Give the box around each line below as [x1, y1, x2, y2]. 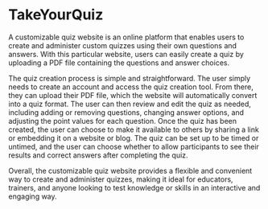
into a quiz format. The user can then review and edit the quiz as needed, [8, 99, 252, 109]
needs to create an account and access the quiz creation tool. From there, [8, 82, 254, 92]
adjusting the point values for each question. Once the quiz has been [8, 116, 237, 125]
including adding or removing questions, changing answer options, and [8, 107, 244, 117]
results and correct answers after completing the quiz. [8, 150, 188, 160]
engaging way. [8, 191, 58, 201]
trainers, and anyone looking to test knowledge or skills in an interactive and [8, 182, 261, 192]
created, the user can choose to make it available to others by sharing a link [8, 125, 259, 134]
